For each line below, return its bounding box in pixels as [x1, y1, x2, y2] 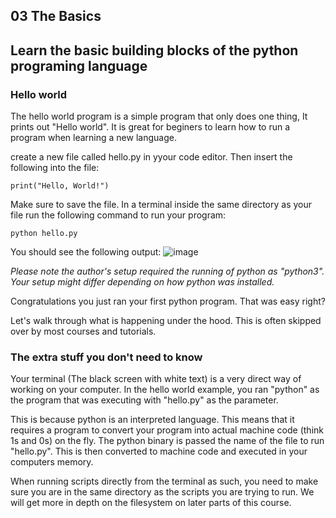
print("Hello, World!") [10, 181, 110, 191]
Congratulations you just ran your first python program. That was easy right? [10, 295, 326, 308]
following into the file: [10, 162, 100, 174]
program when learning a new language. [10, 132, 177, 144]
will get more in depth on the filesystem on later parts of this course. [10, 497, 292, 509]
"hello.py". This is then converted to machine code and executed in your [10, 445, 308, 458]
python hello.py [10, 229, 78, 239]
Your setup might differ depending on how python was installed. [10, 276, 275, 288]
